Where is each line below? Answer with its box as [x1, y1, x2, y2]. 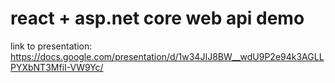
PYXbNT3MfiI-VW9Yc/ [10, 61, 104, 73]
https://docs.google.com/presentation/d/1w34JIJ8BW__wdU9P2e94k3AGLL [10, 50, 325, 62]
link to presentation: [10, 40, 93, 52]
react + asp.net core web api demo [10, 7, 305, 30]
